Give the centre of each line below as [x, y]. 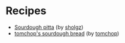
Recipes [26, 11]
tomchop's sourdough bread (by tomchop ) [67, 33]
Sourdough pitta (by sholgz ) [49, 27]
